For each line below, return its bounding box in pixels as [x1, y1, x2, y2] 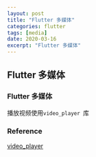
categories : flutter [7, 23, 67, 30]
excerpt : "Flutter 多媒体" [7, 42, 81, 49]
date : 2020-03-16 [7, 36, 57, 43]
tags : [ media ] [7, 29, 48, 36]
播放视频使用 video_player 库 [7, 108, 90, 117]
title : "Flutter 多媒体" [7, 17, 75, 23]
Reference [7, 126, 43, 136]
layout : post [7, 10, 45, 17]
